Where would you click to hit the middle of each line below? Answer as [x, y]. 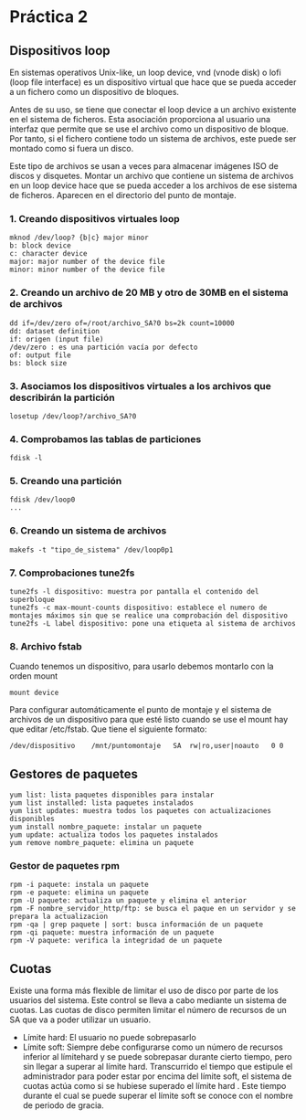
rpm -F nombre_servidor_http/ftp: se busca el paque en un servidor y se [153, 909]
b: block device [40, 246]
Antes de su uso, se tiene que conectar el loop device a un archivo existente [153, 110]
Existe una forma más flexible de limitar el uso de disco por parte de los [144, 991]
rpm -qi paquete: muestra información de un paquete [112, 933]
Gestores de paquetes [74, 774]
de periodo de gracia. [63, 1105]
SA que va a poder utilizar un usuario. [80, 1020]
